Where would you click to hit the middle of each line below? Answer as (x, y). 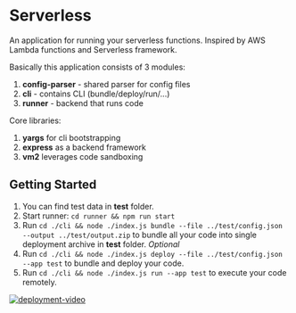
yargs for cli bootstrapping (71, 137)
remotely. (40, 282)
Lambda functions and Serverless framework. (93, 49)
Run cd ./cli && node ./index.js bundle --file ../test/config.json (152, 225)
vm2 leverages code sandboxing (82, 156)
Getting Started (53, 185)
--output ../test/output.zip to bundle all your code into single (139, 235)
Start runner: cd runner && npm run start (99, 216)
